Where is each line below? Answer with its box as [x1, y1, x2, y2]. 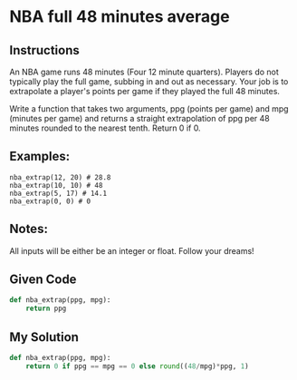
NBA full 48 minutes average [9, 6, 230, 27]
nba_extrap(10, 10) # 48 [9, 180, 103, 190]
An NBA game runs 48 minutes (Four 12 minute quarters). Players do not [9, 66, 279, 77]
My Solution [9, 329, 80, 345]
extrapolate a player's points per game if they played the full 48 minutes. [9, 86, 281, 96]
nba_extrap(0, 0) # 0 [9, 197, 91, 206]
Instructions [9, 43, 80, 58]
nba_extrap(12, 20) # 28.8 [9, 172, 111, 182]
